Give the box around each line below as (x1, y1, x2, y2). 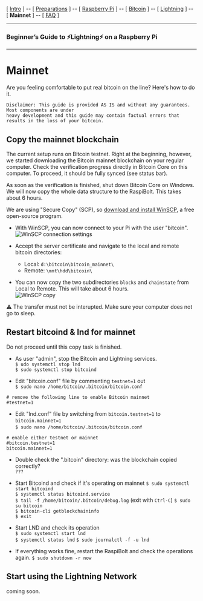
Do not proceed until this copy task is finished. (6, 343, 122, 350)
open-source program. (6, 212, 63, 220)
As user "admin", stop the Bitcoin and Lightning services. (14, 355, 157, 362)
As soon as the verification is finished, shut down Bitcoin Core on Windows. (6, 182, 195, 189)
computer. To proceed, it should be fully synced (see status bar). (6, 169, 168, 177)
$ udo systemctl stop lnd (14, 361, 80, 367)
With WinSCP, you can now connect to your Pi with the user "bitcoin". (14, 224, 188, 232)
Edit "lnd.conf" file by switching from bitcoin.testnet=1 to (14, 410, 161, 417)
